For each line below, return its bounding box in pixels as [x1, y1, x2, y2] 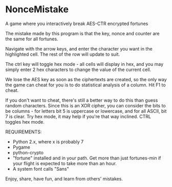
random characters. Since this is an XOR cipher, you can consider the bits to [5, 102, 166, 108]
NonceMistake [5, 4, 69, 15]
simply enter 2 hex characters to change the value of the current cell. [5, 66, 152, 73]
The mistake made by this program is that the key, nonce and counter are [5, 30, 160, 36]
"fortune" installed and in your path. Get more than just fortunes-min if [12, 155, 161, 161]
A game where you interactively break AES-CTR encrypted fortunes [5, 20, 148, 27]
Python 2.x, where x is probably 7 [12, 138, 84, 145]
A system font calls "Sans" [12, 166, 69, 172]
